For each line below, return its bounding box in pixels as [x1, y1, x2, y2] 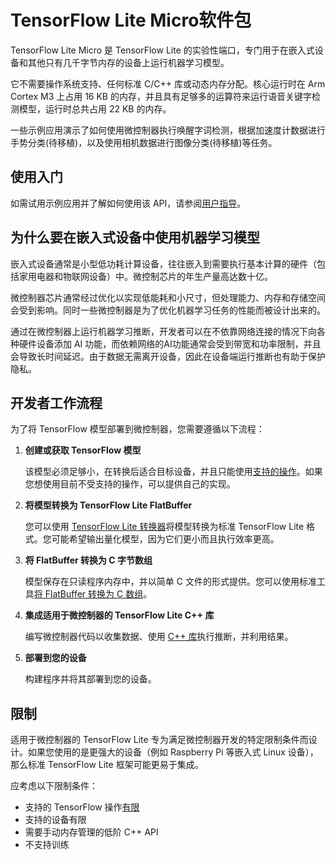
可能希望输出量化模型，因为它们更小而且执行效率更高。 [51, 533, 280, 545]
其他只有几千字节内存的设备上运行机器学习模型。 [27, 56, 230, 68]
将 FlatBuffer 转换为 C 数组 [33, 588, 144, 600]
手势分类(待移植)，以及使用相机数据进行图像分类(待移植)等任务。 [10, 136, 278, 148]
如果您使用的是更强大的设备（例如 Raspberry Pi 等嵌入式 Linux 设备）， [27, 746, 319, 758]
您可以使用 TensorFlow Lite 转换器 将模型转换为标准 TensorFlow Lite [24, 521, 305, 533]
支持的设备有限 [24, 814, 87, 826]
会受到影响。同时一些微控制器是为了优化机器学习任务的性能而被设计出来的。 [10, 304, 326, 316]
